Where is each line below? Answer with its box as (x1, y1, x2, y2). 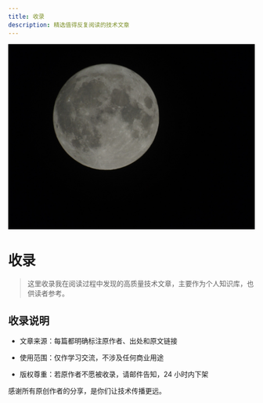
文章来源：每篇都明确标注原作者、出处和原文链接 (19, 336, 178, 346)
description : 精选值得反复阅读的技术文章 (8, 20, 130, 29)
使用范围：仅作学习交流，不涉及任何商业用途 (19, 353, 164, 362)
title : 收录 (8, 13, 45, 20)
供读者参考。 (27, 289, 69, 298)
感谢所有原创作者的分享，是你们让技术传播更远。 (8, 387, 166, 396)
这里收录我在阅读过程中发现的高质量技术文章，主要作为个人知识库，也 (27, 279, 254, 289)
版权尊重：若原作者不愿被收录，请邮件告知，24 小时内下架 (19, 369, 209, 379)
